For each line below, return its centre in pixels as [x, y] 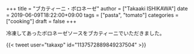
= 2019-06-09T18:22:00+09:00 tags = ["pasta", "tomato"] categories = [93, 15]
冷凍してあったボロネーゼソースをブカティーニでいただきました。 [86, 33]
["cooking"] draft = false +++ [41, 21]
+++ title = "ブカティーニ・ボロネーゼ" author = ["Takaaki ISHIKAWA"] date [97, 8]
